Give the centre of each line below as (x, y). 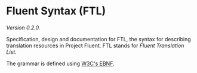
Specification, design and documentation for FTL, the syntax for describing (98, 39)
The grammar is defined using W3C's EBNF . (60, 63)
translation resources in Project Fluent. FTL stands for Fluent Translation (95, 45)
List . (11, 51)
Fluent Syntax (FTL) (56, 11)
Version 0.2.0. (23, 28)
